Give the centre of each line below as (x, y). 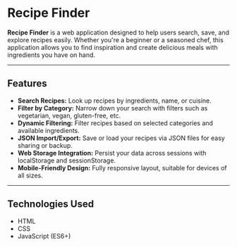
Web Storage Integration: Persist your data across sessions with (112, 153)
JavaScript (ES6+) (44, 236)
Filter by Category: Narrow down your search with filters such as (113, 108)
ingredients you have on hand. (51, 55)
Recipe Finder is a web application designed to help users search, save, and (119, 32)
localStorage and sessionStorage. (67, 160)
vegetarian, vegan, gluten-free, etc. (69, 115)
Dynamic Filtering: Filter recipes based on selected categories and (115, 123)
